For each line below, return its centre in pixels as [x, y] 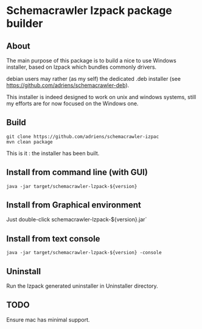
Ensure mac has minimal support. [48, 319]
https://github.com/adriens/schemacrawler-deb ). [68, 85]
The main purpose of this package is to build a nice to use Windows [91, 61]
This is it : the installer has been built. [53, 153]
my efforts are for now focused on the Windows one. [72, 103]
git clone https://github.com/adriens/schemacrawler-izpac [83, 137]
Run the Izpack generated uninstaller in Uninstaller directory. [82, 286]
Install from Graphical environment [74, 205]
